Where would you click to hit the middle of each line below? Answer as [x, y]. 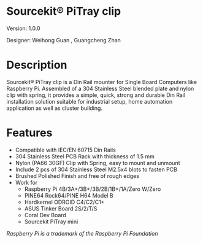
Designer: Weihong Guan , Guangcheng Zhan [64, 40]
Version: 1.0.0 [24, 28]
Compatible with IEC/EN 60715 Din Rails [66, 150]
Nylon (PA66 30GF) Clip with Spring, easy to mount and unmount [98, 163]
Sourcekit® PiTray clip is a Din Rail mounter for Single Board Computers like [102, 82]
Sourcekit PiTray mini [51, 222]
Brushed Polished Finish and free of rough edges [77, 175]
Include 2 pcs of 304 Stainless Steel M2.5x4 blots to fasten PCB [96, 169]
